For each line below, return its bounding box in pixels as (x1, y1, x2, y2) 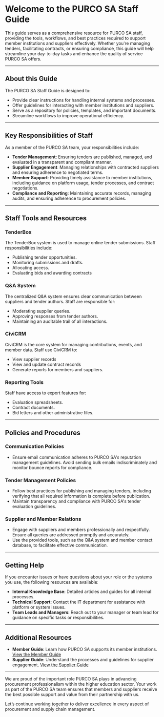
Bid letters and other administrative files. (12, 410, 94, 416)
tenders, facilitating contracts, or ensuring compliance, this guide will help (5, 45, 154, 51)
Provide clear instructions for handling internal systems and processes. (12, 97, 155, 103)
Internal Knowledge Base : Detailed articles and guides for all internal (12, 589, 152, 594)
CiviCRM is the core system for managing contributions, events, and (5, 341, 143, 347)
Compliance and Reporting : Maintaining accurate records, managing (12, 190, 151, 196)
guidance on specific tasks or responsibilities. (12, 614, 104, 621)
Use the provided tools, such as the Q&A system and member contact (12, 537, 153, 543)
